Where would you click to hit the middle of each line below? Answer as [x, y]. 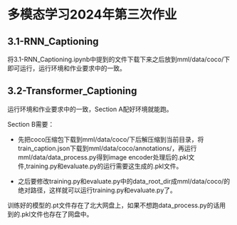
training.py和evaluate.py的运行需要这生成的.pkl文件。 [104, 166]
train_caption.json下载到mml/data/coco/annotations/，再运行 [107, 148]
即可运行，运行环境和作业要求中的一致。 [67, 68]
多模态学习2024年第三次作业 [92, 15]
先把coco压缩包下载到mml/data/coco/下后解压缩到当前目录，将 [111, 139]
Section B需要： [31, 124]
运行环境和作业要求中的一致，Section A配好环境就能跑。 [90, 109]
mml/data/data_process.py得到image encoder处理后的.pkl [103, 157]
